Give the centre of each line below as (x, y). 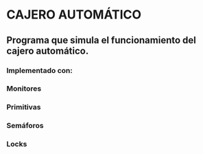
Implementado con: (39, 70)
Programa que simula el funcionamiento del (101, 40)
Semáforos (25, 126)
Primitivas (24, 107)
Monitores (24, 89)
